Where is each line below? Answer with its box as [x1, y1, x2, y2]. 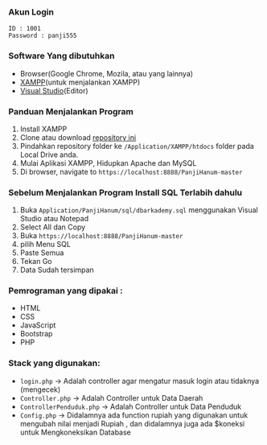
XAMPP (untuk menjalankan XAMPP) [19, 77, 141, 87]
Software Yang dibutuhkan [8, 51, 115, 62]
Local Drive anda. [19, 150, 79, 159]
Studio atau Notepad [19, 214, 89, 224]
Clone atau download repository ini [19, 132, 137, 142]
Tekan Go [19, 257, 52, 266]
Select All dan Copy [19, 222, 86, 232]
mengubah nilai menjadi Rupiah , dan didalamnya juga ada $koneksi [19, 418, 245, 428]
